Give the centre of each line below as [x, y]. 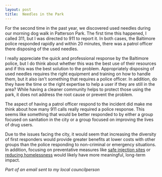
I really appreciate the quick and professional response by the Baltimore [77, 58]
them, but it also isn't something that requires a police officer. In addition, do [81, 79]
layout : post [18, 10]
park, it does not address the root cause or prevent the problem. [69, 94]
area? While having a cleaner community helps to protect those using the [78, 89]
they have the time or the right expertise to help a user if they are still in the [80, 84]
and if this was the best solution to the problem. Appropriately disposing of [80, 68]
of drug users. [19, 124]
